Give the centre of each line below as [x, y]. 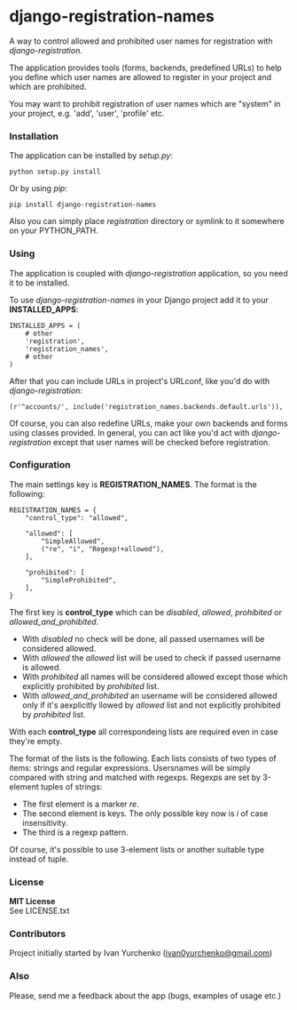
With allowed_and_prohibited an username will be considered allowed [149, 695]
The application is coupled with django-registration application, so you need [148, 273]
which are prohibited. [48, 86]
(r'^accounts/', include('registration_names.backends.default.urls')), [146, 406]
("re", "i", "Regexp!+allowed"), [103, 549]
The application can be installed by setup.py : [91, 156]
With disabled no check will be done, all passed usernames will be [143, 638]
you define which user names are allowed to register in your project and [141, 76]
